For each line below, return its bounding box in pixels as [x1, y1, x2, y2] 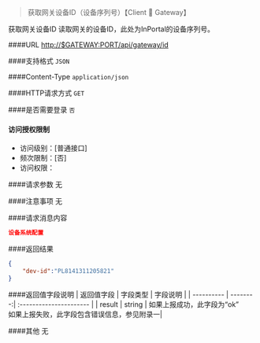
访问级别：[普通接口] [19, 143, 88, 153]
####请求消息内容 [8, 213, 68, 223]
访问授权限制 [8, 124, 50, 134]
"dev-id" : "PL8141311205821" [22, 267, 114, 275]
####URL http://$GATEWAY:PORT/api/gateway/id [8, 40, 169, 50]
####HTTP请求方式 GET [8, 88, 85, 98]
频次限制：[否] [19, 153, 67, 163]
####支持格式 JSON [8, 57, 70, 65]
